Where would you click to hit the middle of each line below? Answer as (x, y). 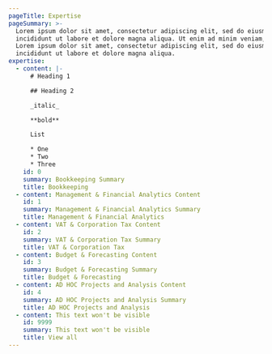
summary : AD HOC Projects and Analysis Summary (104, 300)
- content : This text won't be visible (83, 315)
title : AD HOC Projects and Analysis (87, 307)
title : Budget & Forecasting (72, 277)
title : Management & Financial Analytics (93, 217)
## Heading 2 (52, 91)
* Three (43, 164)
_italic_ (45, 105)
